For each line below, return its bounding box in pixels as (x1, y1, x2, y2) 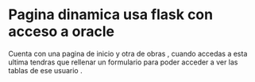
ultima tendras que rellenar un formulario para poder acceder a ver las (8, 57, 238, 67)
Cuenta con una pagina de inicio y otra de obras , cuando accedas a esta (8, 49, 248, 58)
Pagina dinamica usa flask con (8, 6, 213, 24)
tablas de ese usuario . (8, 65, 83, 75)
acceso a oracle (8, 22, 115, 41)
